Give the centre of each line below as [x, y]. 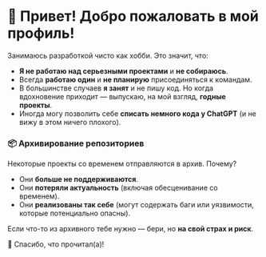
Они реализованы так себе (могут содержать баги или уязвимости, [137, 205]
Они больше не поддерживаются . [79, 179]
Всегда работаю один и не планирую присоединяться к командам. [135, 79]
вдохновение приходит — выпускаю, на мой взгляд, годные [123, 96]
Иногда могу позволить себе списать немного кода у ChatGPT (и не [138, 113]
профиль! [41, 33]
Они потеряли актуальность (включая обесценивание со [118, 188]
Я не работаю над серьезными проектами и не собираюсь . [123, 70]
